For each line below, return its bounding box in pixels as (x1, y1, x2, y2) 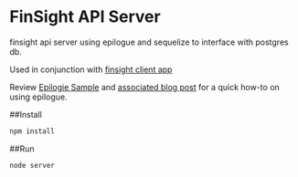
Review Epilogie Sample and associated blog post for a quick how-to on (9, 81, 281, 92)
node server (9, 161, 55, 170)
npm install (9, 126, 55, 136)
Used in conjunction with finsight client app (9, 64, 173, 75)
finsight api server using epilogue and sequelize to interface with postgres (9, 36, 290, 47)
